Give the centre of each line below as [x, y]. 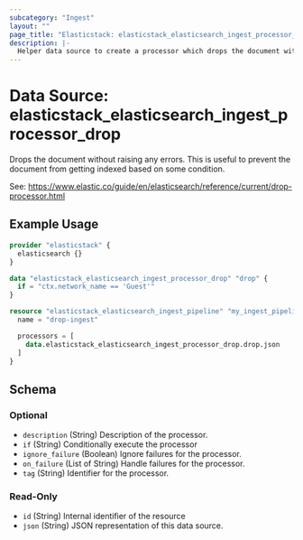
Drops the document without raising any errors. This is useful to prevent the [150, 160]
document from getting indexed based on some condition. [117, 169]
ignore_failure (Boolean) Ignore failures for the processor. [132, 454]
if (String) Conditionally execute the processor [110, 444]
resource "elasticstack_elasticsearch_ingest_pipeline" [116, 312]
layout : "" [30, 26]
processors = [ [46, 336]
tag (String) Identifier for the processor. [96, 473]
